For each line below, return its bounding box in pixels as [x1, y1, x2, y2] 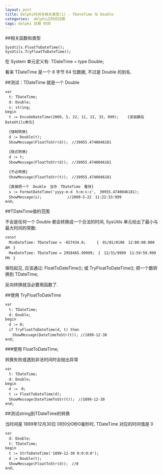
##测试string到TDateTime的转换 [5, 410, 70, 417]
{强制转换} [8, 129, 28, 135]
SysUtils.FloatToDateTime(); [5, 45, 65, 50]
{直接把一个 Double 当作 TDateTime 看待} [8, 184, 94, 189]
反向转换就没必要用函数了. [5, 282, 58, 288]
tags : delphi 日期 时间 [5, 21, 51, 26]
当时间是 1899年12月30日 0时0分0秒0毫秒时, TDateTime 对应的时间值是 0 [5, 421, 154, 427]
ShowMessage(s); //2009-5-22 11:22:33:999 [8, 195, 122, 200]
